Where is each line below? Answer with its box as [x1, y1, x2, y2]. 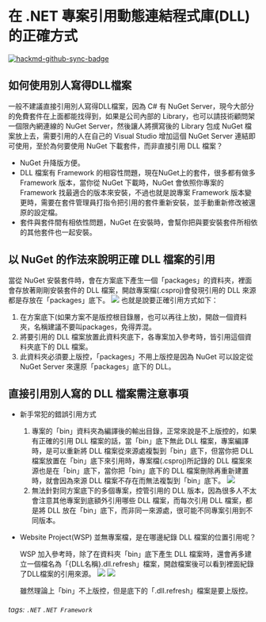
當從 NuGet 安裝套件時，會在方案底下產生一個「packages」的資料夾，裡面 [8, 275, 253, 285]
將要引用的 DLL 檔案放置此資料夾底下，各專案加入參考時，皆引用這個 [19, 332, 245, 341]
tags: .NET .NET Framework [8, 605, 93, 614]
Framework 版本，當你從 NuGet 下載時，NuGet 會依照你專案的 [19, 178, 224, 187]
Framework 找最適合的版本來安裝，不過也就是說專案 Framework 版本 [19, 187, 245, 197]
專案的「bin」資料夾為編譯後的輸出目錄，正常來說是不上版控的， [31, 426, 243, 436]
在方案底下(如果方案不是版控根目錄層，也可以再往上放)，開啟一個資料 [19, 312, 248, 321]
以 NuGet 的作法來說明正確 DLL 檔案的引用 [8, 253, 215, 267]
